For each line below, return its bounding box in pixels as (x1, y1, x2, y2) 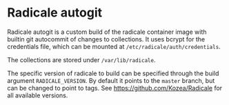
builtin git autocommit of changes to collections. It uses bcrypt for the (7, 35, 206, 43)
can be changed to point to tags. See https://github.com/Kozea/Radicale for (7, 84, 223, 92)
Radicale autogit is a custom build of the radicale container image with (7, 28, 207, 36)
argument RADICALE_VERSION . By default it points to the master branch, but (7, 76, 215, 84)
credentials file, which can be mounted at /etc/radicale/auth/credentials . (7, 42, 221, 50)
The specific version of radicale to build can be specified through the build (7, 69, 219, 77)
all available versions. (7, 91, 68, 99)
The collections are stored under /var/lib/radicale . (7, 55, 156, 64)
